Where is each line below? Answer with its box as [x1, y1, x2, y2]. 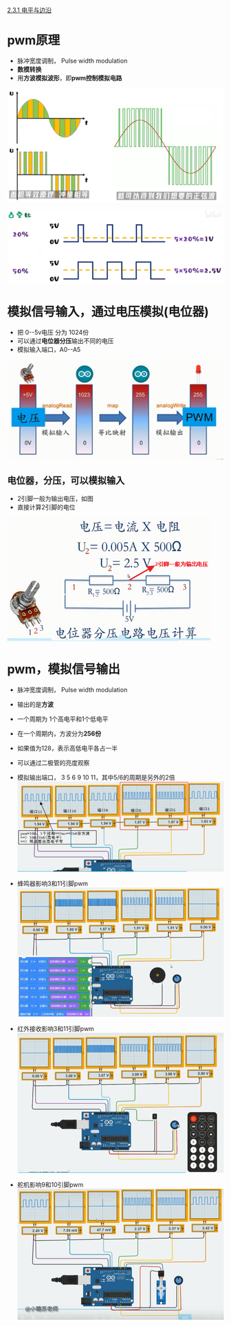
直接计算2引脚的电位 [16, 502, 76, 511]
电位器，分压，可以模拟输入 [7, 475, 125, 487]
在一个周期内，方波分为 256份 [16, 729, 102, 738]
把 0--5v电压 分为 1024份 [16, 328, 89, 336]
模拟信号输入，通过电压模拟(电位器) [7, 304, 210, 320]
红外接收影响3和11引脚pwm [16, 1025, 94, 1033]
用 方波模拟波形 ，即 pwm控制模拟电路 [16, 74, 122, 82]
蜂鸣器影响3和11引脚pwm [16, 879, 88, 888]
